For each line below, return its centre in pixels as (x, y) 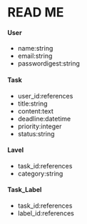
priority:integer (40, 126)
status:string (36, 133)
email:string (35, 56)
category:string (40, 173)
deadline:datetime (44, 118)
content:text (35, 111)
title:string (32, 103)
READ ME (36, 12)
